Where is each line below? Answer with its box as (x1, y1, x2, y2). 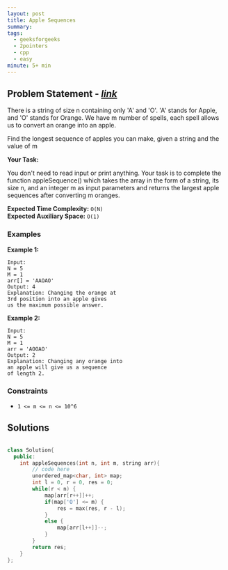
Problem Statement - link (7, 88, 117, 100)
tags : (7, 29, 23, 37)
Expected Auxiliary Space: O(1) (7, 212, 100, 220)
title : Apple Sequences (7, 17, 76, 24)
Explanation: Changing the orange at (7, 289, 117, 296)
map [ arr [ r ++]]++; (44, 492, 95, 499)
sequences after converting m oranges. (7, 191, 120, 199)
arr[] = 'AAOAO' (7, 277, 54, 284)
